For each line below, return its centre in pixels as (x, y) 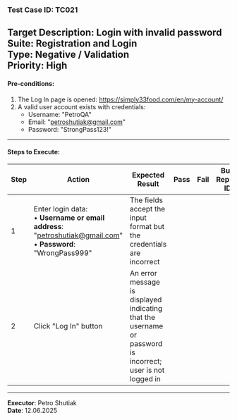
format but (147, 226)
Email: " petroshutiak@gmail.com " (77, 122)
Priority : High (37, 66)
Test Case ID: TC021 (43, 10)
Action (78, 179)
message (145, 282)
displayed (146, 299)
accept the (147, 209)
